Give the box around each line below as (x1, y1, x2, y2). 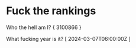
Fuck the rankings (6, 4, 96, 18)
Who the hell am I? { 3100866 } (6, 24, 82, 31)
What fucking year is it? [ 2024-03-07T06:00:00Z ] (6, 35, 131, 42)
